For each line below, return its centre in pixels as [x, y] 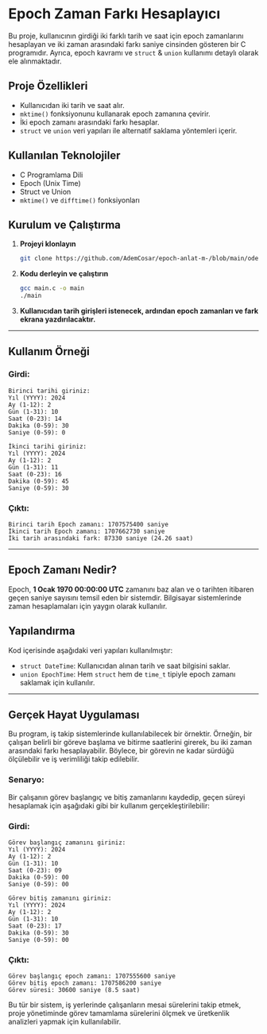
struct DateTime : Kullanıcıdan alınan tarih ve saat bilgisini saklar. [125, 666]
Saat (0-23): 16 [35, 474]
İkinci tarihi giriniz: [48, 446]
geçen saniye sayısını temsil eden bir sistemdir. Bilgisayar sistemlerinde [125, 597]
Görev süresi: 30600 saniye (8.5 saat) [74, 990]
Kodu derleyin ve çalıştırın [64, 274]
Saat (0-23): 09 [35, 870]
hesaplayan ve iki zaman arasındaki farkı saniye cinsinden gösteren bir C [127, 44]
